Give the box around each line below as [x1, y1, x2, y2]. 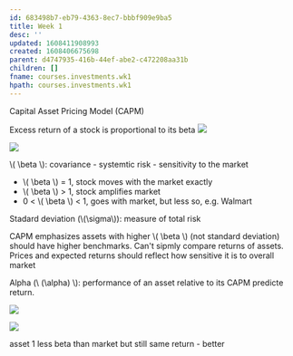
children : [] [9, 64, 59, 73]
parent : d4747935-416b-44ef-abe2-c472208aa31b [9, 55, 189, 64]
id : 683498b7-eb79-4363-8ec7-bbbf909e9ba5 [9, 13, 172, 23]
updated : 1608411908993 [9, 38, 100, 48]
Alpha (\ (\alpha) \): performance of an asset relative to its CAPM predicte [9, 277, 284, 288]
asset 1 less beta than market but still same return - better [9, 338, 225, 349]
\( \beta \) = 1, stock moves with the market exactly [22, 176, 213, 187]
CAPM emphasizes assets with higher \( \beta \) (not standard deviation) [9, 230, 280, 241]
